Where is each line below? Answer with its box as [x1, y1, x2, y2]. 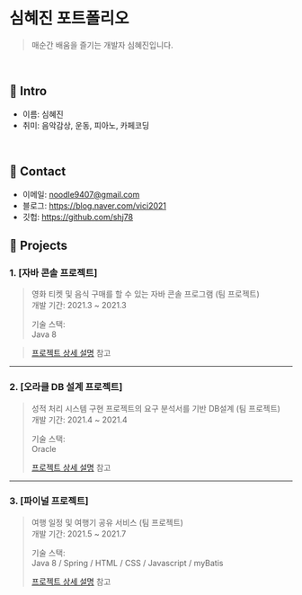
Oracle [31, 443, 57, 454]
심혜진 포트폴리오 [9, 8, 129, 29]
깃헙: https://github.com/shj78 [22, 211, 133, 222]
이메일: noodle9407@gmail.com [22, 189, 140, 200]
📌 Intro [9, 84, 48, 99]
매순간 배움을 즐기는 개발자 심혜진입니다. [31, 40, 173, 50]
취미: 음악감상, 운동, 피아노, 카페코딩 [22, 120, 150, 130]
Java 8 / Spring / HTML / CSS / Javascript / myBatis [31, 557, 224, 568]
